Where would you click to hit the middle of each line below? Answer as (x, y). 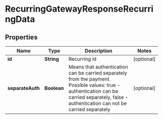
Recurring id (83, 59)
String (52, 59)
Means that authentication (98, 67)
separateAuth (24, 88)
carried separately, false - (98, 97)
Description (98, 51)
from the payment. (90, 79)
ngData (20, 19)
